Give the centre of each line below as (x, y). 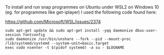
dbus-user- (146, 31)
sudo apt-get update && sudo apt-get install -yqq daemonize (69, 31)
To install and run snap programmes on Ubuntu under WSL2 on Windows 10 (82, 7)
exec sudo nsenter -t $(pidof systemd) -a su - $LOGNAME (65, 48)
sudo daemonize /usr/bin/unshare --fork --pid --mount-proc (68, 39)
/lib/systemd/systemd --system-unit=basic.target (57, 43)
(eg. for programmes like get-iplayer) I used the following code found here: (81, 12)
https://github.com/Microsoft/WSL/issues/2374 (53, 22)
